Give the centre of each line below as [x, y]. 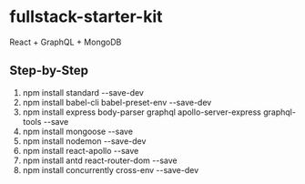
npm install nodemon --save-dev [84, 141]
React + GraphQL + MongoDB [66, 42]
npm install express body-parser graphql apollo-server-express [142, 112]
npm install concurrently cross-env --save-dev [111, 169]
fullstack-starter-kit [86, 17]
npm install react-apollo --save [81, 150]
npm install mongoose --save [78, 131]
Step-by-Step [49, 71]
